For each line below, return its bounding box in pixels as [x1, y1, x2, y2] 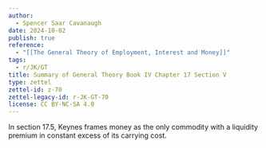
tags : [8, 56, 26, 64]
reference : [8, 41, 45, 49]
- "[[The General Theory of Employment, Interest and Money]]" [15, 49, 230, 56]
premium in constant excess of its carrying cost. [8, 130, 168, 140]
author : [8, 11, 34, 20]
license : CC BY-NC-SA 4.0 [8, 100, 94, 108]
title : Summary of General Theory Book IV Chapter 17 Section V [8, 71, 227, 79]
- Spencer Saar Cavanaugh [15, 19, 102, 27]
